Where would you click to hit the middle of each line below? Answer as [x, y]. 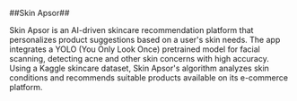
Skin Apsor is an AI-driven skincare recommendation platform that [131, 30]
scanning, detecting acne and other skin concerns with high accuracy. [139, 59]
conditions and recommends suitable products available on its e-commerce [149, 78]
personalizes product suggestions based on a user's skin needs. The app [145, 40]
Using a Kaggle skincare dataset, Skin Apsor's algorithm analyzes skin [139, 68]
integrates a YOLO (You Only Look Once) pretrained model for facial [135, 49]
